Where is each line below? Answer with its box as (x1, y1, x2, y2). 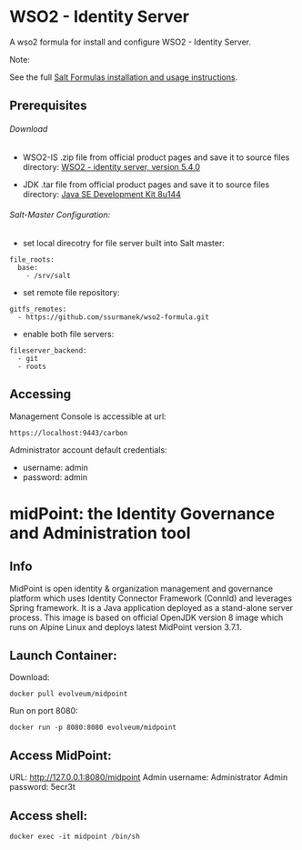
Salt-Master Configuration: (9, 209, 111, 220)
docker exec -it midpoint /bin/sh (9, 832, 141, 841)
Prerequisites (9, 98, 87, 114)
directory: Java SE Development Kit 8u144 (22, 188, 182, 199)
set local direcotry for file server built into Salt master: (22, 237, 226, 248)
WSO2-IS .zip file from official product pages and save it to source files (22, 152, 290, 163)
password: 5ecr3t (9, 782, 75, 793)
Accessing (9, 386, 71, 402)
